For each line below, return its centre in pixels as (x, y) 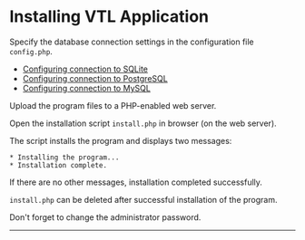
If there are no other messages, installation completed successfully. (136, 182)
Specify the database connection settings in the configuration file (132, 42)
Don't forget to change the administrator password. (105, 217)
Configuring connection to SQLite (85, 69)
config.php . (31, 51)
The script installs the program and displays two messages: (121, 140)
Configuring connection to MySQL (87, 88)
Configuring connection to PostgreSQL (95, 78)
